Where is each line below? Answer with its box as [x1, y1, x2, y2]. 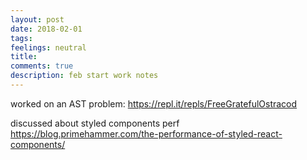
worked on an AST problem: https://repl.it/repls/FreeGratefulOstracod [10, 97, 298, 110]
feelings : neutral [10, 42, 87, 53]
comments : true [10, 61, 74, 71]
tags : [10, 33, 33, 43]
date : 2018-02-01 [10, 24, 83, 34]
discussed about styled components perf [10, 117, 180, 129]
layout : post [10, 14, 65, 25]
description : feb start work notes [10, 71, 159, 81]
